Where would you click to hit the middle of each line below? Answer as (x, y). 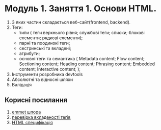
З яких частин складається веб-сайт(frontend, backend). (71, 22)
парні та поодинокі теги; (44, 43)
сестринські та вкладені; (45, 48)
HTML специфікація (32, 122)
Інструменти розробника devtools (47, 74)
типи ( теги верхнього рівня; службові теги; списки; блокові (82, 32)
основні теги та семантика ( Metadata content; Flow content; (82, 58)
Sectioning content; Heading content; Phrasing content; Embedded (87, 64)
